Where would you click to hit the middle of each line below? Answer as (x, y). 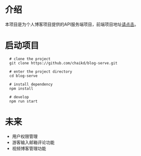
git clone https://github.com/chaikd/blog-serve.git (63, 63)
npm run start (23, 101)
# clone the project (30, 59)
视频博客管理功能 (29, 148)
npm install (21, 88)
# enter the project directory (41, 71)
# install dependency (31, 84)
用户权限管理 (25, 136)
